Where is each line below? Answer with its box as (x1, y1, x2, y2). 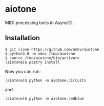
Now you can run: (5, 68, 41, 74)
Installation (5, 34, 40, 42)
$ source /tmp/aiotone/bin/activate (5, 55, 80, 60)
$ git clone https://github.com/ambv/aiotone (5, 47, 99, 52)
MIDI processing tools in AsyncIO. (5, 20, 73, 26)
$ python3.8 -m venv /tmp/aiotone (5, 51, 76, 56)
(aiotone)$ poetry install (5, 60, 60, 65)
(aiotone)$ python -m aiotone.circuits (5, 78, 86, 83)
